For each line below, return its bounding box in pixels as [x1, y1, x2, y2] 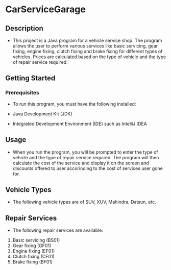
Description [5, 24, 43, 33]
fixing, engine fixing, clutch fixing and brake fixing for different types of [12, 48, 163, 54]
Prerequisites [5, 89, 39, 96]
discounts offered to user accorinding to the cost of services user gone [12, 165, 163, 171]
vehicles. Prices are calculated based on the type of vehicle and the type [12, 54, 166, 60]
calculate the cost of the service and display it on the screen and [12, 160, 149, 166]
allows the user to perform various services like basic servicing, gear [12, 43, 158, 49]
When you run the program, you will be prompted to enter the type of [12, 149, 158, 155]
